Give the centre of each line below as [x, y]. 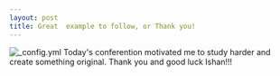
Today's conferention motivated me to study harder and [167, 52]
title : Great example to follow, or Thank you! [103, 26]
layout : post [34, 18]
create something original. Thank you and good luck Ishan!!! [121, 62]
